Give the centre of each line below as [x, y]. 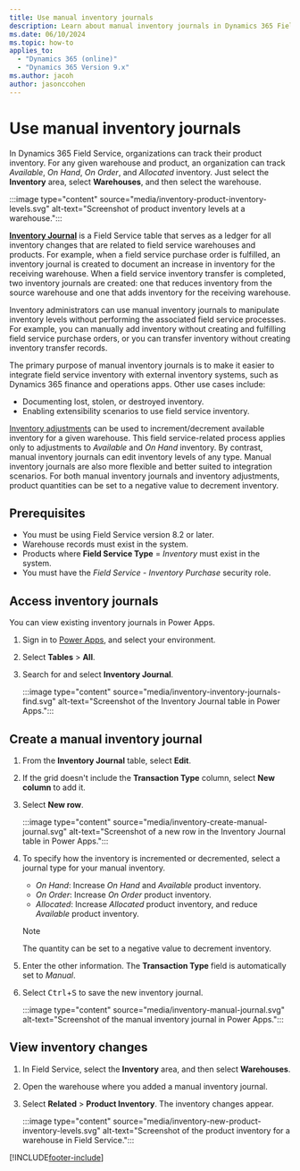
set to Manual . [49, 975]
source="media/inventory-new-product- [187, 1121]
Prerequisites [47, 513]
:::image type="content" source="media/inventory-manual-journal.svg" [154, 1010]
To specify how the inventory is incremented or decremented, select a [151, 858]
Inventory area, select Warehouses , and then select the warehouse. [135, 182]
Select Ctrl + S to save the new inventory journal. [112, 993]
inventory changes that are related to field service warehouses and [133, 245]
